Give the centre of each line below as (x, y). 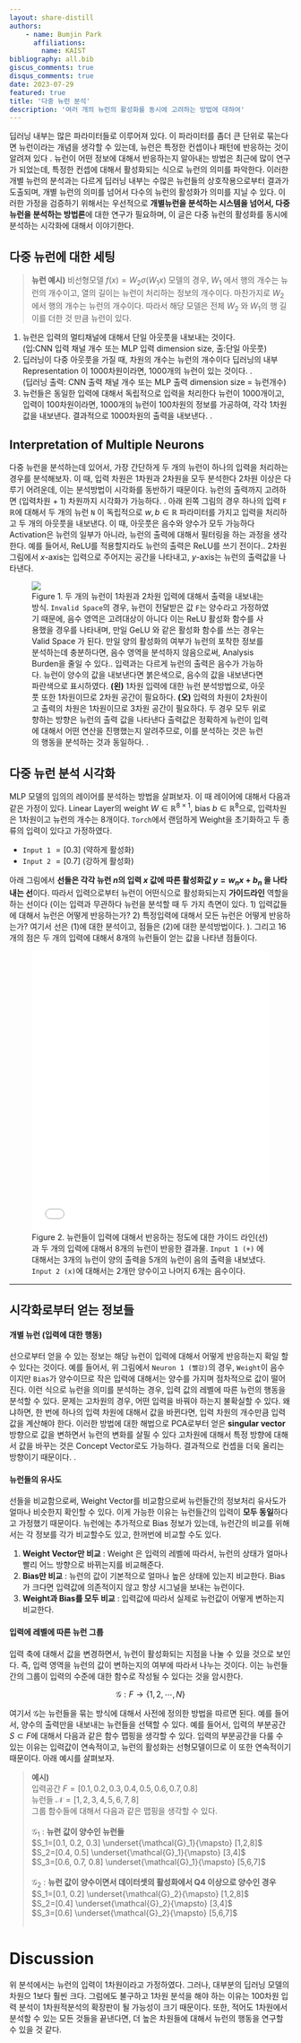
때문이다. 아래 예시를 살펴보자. (62, 1758)
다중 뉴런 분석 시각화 (62, 773)
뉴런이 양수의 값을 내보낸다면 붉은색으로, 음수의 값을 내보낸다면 (154, 675)
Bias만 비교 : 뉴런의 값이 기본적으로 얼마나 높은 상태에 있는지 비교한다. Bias (154, 1576)
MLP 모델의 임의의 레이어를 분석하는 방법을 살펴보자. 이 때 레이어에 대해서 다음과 (150, 797)
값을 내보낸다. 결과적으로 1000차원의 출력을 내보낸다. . (117, 416)
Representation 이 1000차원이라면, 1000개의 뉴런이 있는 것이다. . (137, 371)
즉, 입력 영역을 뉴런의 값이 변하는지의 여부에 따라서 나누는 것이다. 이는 (142, 1664)
